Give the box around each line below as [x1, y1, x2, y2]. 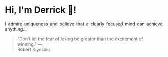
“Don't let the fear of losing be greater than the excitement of [17, 36, 143, 42]
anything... [5, 26, 27, 32]
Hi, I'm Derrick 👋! [5, 4, 76, 16]
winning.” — [17, 41, 42, 47]
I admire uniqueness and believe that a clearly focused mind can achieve [5, 21, 163, 27]
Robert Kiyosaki [17, 46, 50, 52]
